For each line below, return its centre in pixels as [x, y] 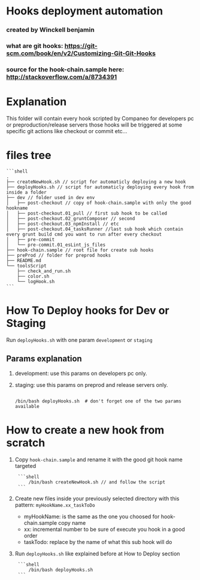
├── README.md [24, 260]
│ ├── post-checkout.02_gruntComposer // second [71, 218]
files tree [29, 156]
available [27, 406]
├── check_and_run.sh [44, 271]
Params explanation [44, 359]
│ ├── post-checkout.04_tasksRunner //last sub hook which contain [95, 229]
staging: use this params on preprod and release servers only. [91, 384]
